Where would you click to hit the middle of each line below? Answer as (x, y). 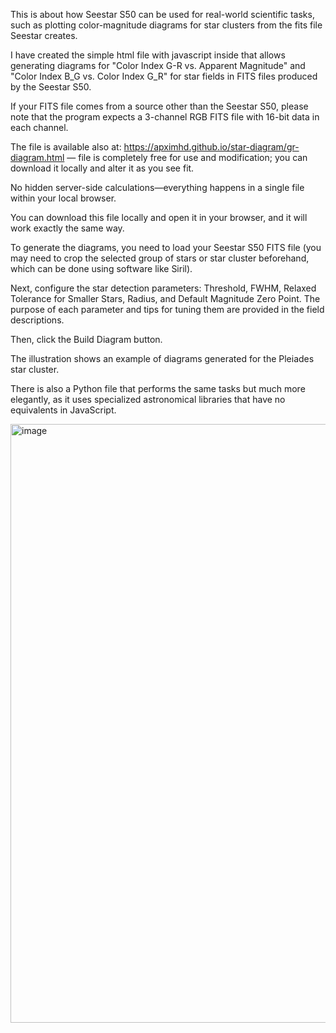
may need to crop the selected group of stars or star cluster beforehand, (160, 258)
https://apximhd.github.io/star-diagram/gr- (211, 147)
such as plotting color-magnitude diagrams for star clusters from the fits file (166, 25)
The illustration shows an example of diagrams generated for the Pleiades (162, 358)
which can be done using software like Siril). (101, 268)
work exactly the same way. (67, 228)
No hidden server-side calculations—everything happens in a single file (157, 187)
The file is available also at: (66, 147)
